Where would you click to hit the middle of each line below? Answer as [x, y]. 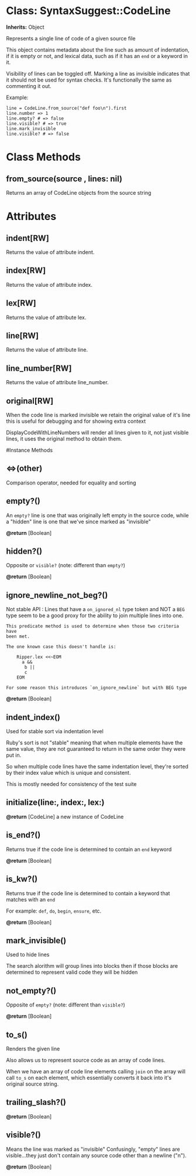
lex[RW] [21, 303]
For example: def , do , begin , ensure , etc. [54, 911]
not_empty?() [31, 990]
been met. [18, 637]
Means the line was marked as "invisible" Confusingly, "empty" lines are [93, 1149]
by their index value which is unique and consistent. [68, 773]
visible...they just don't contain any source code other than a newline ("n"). [96, 1155]
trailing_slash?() [36, 1102]
